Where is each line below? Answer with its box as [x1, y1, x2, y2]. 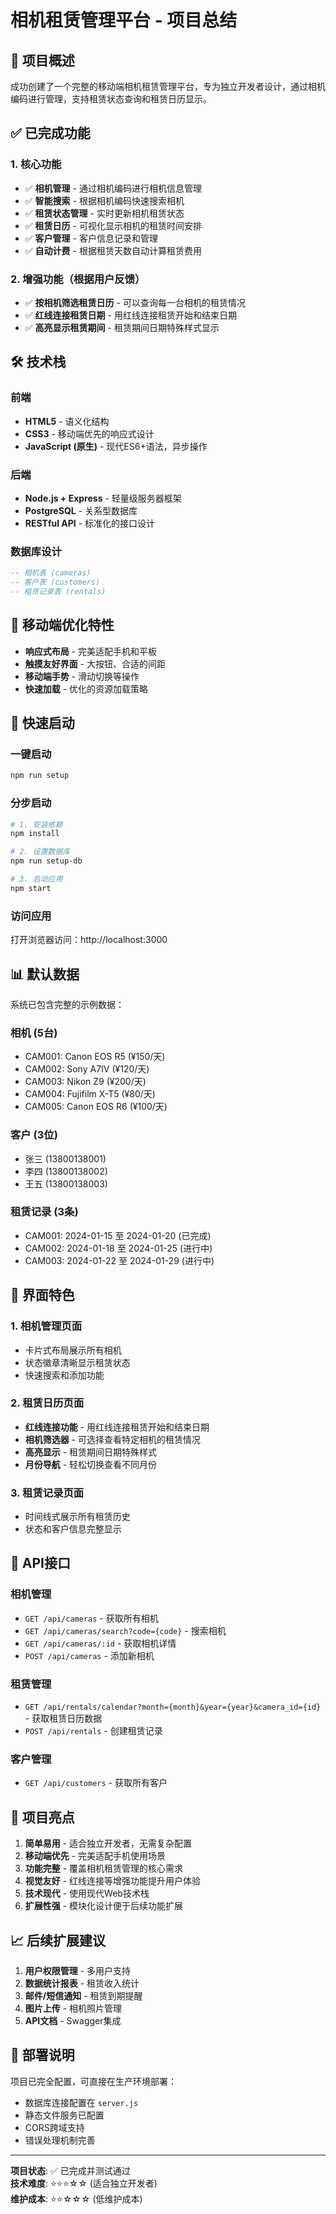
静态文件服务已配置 [24, 2109, 105, 2121]
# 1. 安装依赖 [10, 819, 63, 830]
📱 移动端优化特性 [10, 617, 115, 634]
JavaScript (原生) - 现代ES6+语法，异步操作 [24, 440, 208, 452]
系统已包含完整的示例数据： [10, 998, 125, 1010]
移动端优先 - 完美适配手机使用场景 [24, 1850, 167, 1862]
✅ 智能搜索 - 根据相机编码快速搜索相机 [24, 194, 185, 206]
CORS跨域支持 [24, 2121, 85, 2133]
